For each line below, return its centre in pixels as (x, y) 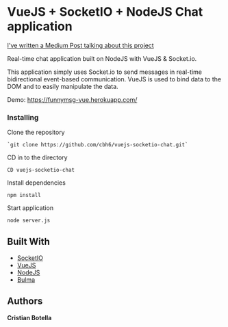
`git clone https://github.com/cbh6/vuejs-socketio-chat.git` (98, 145)
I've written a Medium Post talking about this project (80, 45)
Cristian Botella (29, 317)
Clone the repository (36, 132)
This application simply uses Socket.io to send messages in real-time (104, 72)
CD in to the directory (37, 157)
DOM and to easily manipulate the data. (63, 86)
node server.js (29, 221)
